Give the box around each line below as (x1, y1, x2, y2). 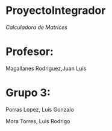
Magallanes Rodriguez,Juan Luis (5, 65, 87, 72)
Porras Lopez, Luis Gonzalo (5, 106, 75, 113)
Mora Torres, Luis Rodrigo (5, 117, 70, 124)
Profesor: (5, 45, 54, 59)
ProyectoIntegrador (5, 4, 106, 18)
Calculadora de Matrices (5, 24, 67, 31)
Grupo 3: (5, 86, 51, 100)
